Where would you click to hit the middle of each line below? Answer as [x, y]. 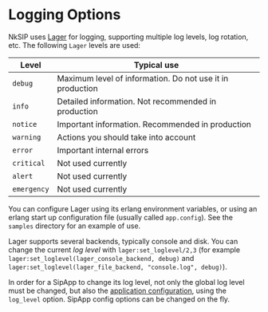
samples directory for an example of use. [75, 226]
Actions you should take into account [126, 137]
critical [29, 163]
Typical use [156, 65]
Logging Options [65, 15]
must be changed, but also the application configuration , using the [118, 290]
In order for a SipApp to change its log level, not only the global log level [126, 282]
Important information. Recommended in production [154, 124]
